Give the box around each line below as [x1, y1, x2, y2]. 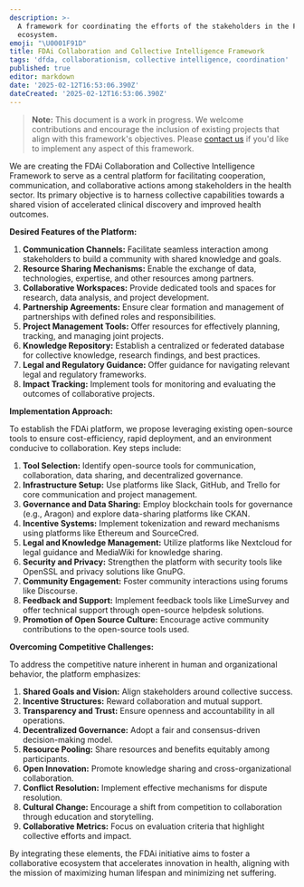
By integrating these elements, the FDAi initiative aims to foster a [9, 848, 251, 859]
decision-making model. [22, 734, 113, 745]
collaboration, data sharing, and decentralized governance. [22, 469, 243, 480]
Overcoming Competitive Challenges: [9, 641, 154, 652]
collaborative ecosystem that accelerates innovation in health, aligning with [9, 857, 290, 868]
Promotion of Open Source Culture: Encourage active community [22, 613, 270, 625]
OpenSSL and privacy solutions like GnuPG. [22, 565, 185, 576]
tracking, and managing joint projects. [22, 330, 165, 341]
